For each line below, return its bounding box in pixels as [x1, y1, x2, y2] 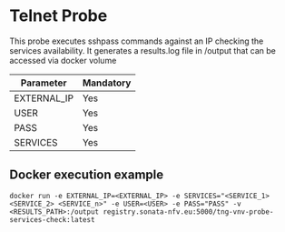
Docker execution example [9, 167, 164, 183]
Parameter [20, 76, 67, 89]
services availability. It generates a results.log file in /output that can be [9, 45, 277, 55]
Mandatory [82, 76, 132, 89]
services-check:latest [9, 215, 95, 224]
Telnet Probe [9, 5, 108, 26]
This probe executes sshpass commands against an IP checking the [9, 35, 264, 46]
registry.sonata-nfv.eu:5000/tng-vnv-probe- [103, 207, 274, 217]
